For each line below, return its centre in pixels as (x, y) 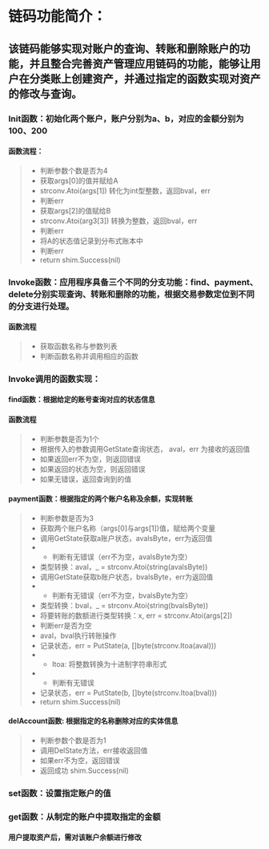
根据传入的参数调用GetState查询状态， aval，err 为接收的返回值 (145, 449)
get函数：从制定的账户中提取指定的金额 (85, 817)
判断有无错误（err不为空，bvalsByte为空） (122, 595)
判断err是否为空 (66, 625)
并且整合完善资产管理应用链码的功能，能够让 (140, 64)
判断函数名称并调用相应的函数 (89, 356)
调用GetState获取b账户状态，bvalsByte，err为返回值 (126, 577)
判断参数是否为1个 (70, 439)
